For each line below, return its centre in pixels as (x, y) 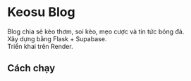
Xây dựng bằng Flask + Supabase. (57, 38)
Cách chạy (31, 68)
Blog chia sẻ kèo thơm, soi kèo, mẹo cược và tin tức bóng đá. (96, 31)
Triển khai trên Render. (40, 46)
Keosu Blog (41, 12)
